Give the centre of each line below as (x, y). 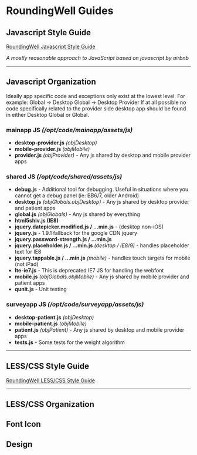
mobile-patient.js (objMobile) (50, 323)
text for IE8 (28, 252)
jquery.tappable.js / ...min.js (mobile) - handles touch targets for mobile (102, 258)
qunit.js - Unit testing (41, 289)
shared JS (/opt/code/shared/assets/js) (64, 177)
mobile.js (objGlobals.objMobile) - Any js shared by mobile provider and (102, 277)
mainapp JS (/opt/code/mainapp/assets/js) (69, 130)
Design (19, 444)
